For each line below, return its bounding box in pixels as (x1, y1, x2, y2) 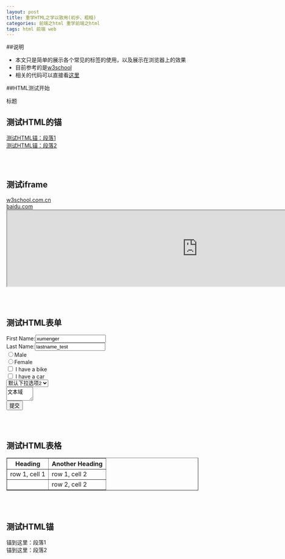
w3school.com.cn (6, 196, 51, 203)
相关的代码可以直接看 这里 (15, 71, 80, 79)
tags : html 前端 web (6, 26, 57, 32)
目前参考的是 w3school (15, 64, 72, 71)
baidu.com (6, 202, 33, 210)
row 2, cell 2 (51, 480, 87, 488)
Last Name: (6, 342, 35, 350)
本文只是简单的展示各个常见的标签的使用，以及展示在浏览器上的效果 (15, 56, 186, 64)
